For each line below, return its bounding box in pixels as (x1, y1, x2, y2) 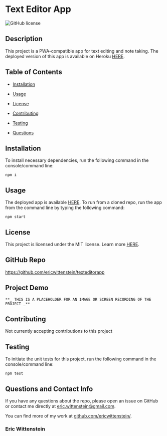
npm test (5, 371, 24, 376)
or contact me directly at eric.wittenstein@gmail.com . (5, 403, 116, 409)
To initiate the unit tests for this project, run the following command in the (5, 356, 156, 362)
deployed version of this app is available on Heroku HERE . (5, 53, 125, 59)
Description (5, 35, 43, 43)
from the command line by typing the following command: (5, 204, 125, 211)
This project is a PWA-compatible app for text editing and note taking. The (5, 48, 159, 54)
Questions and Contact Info (5, 384, 93, 393)
